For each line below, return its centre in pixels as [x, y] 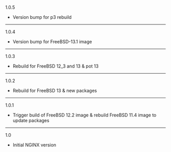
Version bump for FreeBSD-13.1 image [52, 42]
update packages [31, 120]
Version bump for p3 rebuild [42, 17]
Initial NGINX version [34, 145]
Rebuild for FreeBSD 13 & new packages [55, 90]
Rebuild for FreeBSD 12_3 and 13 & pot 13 [55, 66]
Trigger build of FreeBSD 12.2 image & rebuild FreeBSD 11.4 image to [84, 115]
